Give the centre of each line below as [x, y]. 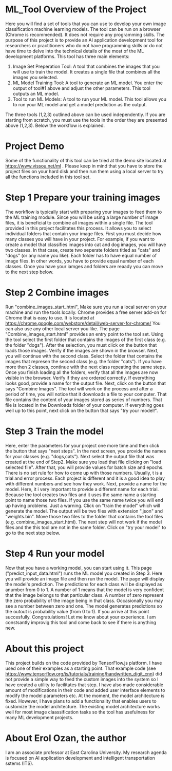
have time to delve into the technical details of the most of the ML [75, 51]
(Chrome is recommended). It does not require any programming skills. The [85, 34]
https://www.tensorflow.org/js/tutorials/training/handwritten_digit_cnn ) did [84, 673]
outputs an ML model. [36, 93]
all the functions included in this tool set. [48, 177]
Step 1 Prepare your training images [83, 198]
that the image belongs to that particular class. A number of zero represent [84, 595]
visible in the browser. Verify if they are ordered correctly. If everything [80, 378]
